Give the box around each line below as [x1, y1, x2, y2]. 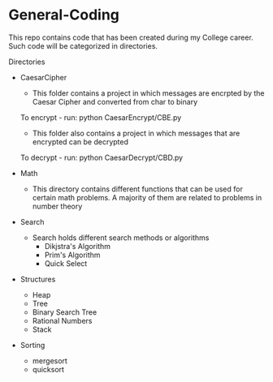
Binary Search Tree [32, 307, 97, 317]
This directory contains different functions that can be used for [32, 184, 244, 194]
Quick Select [44, 258, 88, 268]
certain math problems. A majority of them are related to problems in [32, 192, 262, 202]
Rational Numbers [32, 315, 93, 325]
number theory [32, 201, 83, 211]
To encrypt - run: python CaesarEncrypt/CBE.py [19, 112, 182, 122]
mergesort [32, 355, 67, 366]
